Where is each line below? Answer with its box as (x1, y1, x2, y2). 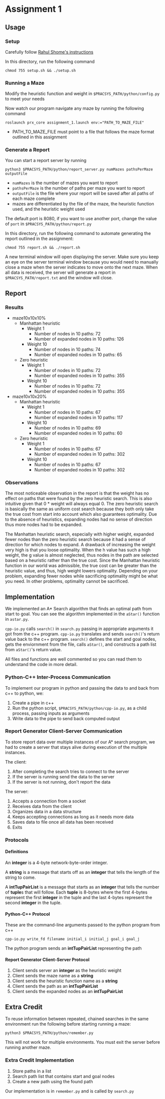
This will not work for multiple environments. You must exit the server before (5, 1039, 160, 1045)
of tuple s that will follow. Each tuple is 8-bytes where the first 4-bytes (5, 889, 148, 895)
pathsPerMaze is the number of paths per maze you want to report (12, 185, 145, 191)
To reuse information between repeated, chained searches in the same (5, 1016, 149, 1022)
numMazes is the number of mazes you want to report (12, 180, 118, 186)
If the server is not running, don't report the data (12, 779, 111, 785)
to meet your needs (5, 96, 45, 102)
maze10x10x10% (12, 315, 46, 321)
